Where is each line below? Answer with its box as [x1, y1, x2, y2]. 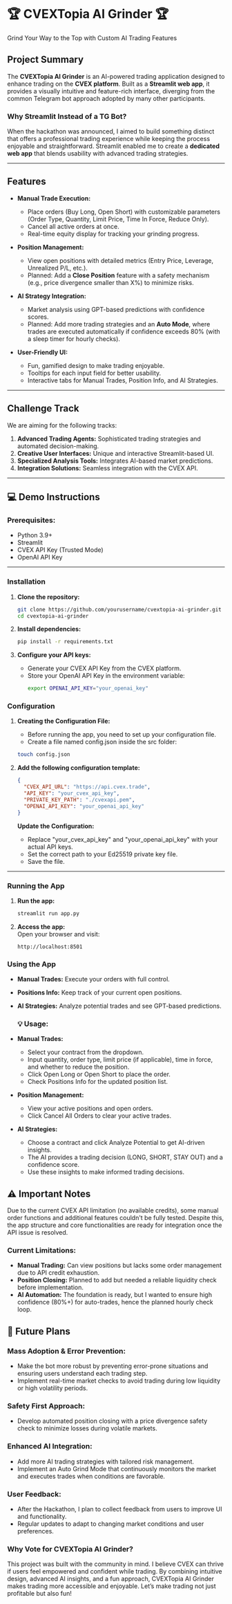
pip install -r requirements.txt [17, 638, 114, 645]
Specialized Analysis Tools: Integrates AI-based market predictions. [17, 457, 213, 465]
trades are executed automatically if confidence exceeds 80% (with [27, 327, 221, 335]
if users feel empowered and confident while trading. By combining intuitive [7, 1567, 222, 1576]
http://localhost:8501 [17, 943, 83, 950]
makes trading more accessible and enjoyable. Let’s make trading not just [7, 1582, 216, 1590]
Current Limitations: [7, 1246, 77, 1255]
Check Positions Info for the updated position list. [27, 1078, 168, 1086]
